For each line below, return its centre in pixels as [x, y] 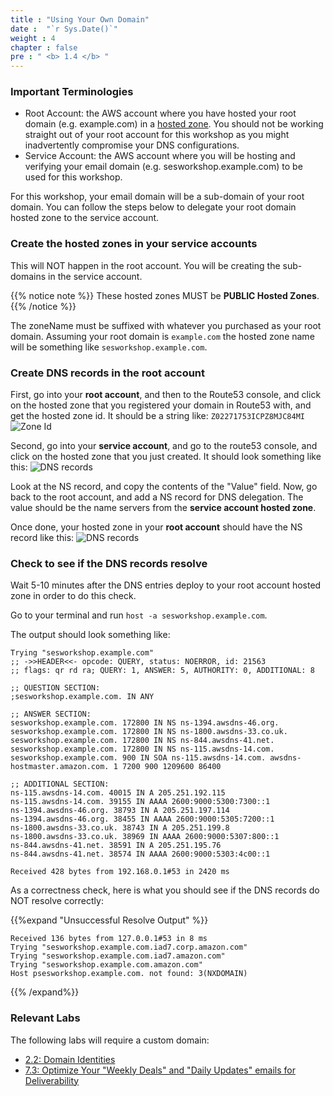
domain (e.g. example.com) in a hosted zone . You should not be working [174, 124]
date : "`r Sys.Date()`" [64, 29]
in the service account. [95, 276]
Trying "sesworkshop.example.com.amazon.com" [106, 965]
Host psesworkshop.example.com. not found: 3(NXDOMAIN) [129, 974]
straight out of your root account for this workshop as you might [157, 135]
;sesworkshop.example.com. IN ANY [82, 697]
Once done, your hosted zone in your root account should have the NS [156, 527]
